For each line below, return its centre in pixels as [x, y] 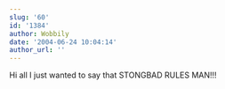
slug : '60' [29, 17]
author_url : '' [37, 50]
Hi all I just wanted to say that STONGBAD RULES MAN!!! [113, 75]
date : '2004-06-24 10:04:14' [63, 42]
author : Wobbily [39, 33]
